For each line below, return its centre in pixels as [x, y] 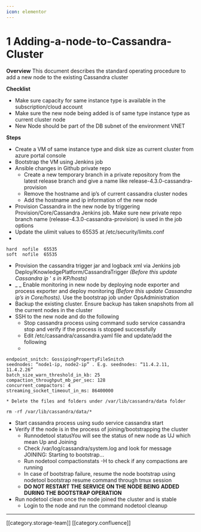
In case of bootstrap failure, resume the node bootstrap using [99, 473]
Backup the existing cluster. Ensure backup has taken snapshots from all [104, 304]
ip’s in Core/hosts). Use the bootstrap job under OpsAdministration [97, 297]
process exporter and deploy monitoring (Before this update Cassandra [103, 291]
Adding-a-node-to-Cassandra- [92, 41]
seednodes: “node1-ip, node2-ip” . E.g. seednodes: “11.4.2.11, [88, 364]
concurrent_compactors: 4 [38, 385]
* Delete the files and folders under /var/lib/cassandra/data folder [96, 401]
